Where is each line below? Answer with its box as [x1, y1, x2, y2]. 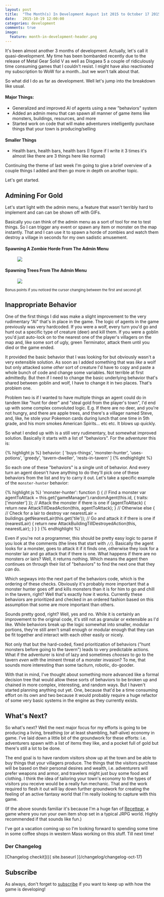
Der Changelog [5, 843, 41, 850]
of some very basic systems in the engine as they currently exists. [5, 697, 138, 703]
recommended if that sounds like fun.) [5, 816, 82, 822]
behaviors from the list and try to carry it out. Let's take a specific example [5, 475, 155, 481]
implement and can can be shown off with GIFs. [5, 209, 101, 215]
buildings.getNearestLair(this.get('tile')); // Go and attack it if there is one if [5, 515, 155, 521]
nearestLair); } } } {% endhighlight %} [5, 526, 81, 532]
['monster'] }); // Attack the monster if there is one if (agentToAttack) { [5, 500, 146, 506]
